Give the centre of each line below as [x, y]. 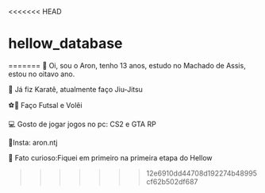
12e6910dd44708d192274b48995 [202, 173]
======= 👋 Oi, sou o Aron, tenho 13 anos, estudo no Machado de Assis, [127, 65]
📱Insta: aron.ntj [33, 142]
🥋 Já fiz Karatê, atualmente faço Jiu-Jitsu [75, 89]
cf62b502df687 [172, 181]
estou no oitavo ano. [42, 74]
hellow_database [65, 44]
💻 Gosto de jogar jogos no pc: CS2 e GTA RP [82, 124]
